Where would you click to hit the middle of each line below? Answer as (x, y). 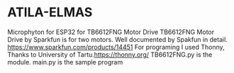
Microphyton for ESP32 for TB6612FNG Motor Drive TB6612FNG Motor (111, 32)
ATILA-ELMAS (50, 12)
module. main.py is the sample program (65, 62)
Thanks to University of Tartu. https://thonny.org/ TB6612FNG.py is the (110, 55)
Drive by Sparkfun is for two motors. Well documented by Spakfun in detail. (118, 39)
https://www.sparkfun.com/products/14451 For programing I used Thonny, (116, 47)
